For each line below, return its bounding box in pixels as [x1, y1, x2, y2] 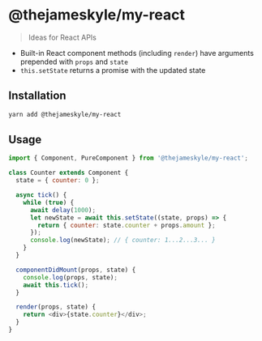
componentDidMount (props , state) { [15, 266, 136, 274]
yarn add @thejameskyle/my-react [8, 110, 122, 118]
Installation [8, 89, 67, 103]
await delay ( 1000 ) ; [29, 206, 96, 214]
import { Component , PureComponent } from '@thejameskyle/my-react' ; [8, 154, 249, 163]
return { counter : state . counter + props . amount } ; [37, 221, 217, 229]
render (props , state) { [15, 303, 96, 311]
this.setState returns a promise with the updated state [19, 65, 206, 75]
